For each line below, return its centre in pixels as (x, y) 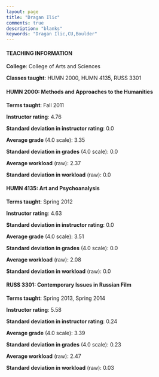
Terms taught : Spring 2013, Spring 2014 (56, 298)
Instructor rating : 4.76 (34, 117)
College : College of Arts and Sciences (53, 66)
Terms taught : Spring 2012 (39, 202)
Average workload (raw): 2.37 (44, 163)
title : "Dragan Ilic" (33, 17)
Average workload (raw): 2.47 (44, 356)
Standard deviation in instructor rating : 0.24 (62, 321)
